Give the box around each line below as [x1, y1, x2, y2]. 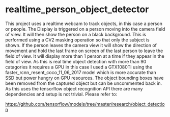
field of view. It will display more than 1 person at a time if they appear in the [5, 53, 164, 59]
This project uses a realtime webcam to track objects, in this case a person [5, 20, 163, 27]
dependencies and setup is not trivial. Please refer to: [5, 91, 118, 97]
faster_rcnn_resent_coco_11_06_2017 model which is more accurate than [5, 69, 156, 75]
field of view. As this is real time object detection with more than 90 [5, 58, 147, 64]
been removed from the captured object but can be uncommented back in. [5, 80, 162, 86]
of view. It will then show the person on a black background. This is [5, 31, 147, 37]
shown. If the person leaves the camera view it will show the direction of [5, 42, 157, 48]
